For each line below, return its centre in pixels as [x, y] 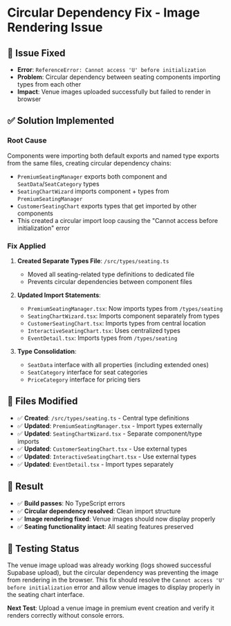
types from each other [49, 84]
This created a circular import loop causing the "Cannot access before [118, 220]
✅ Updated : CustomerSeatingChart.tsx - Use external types [102, 449]
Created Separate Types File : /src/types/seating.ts [93, 260]
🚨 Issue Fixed [36, 53]
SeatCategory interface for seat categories [87, 372]
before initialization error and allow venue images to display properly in [114, 587]
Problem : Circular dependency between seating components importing [119, 77]
